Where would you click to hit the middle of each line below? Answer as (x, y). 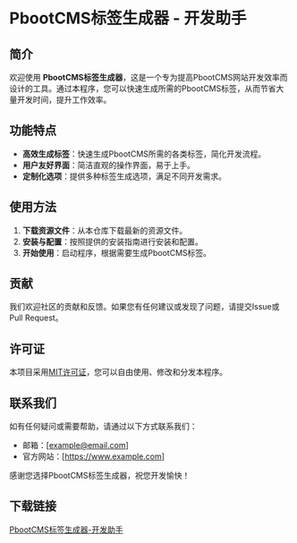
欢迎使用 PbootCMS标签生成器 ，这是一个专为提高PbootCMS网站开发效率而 (148, 77)
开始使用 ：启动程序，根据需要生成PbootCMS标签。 (117, 252)
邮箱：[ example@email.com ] (76, 445)
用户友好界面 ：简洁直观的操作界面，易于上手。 (108, 165)
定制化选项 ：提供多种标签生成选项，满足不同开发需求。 (124, 176)
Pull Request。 (36, 318)
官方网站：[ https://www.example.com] (93, 456)
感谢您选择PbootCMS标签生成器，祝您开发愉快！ (100, 476)
